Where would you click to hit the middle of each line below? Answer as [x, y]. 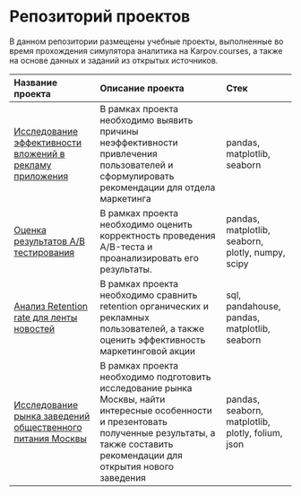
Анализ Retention [51, 306]
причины [119, 131]
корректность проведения [158, 235]
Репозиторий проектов [100, 17]
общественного [48, 427]
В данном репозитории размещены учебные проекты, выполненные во [146, 41]
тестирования [44, 252]
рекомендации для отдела [158, 187]
